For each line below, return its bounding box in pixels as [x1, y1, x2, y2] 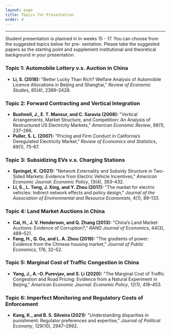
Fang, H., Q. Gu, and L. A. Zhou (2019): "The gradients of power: [12, 235, 149, 242]
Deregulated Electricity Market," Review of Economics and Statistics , [12, 138, 157, 144]
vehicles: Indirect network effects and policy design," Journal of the [12, 189, 155, 196]
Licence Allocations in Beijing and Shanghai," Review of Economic [12, 81, 151, 88]
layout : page [5, 7, 33, 13]
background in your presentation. [5, 52, 75, 58]
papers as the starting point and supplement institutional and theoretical [5, 46, 156, 52]
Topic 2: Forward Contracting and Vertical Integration [5, 100, 140, 107]
